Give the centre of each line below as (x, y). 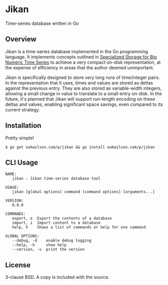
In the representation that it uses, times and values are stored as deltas (79, 83)
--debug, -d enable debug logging (52, 241)
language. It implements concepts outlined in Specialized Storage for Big (81, 57)
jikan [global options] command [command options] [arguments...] (83, 192)
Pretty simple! (20, 138)
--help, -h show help (39, 245)
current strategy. (23, 109)
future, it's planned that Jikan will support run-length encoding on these (80, 99)
